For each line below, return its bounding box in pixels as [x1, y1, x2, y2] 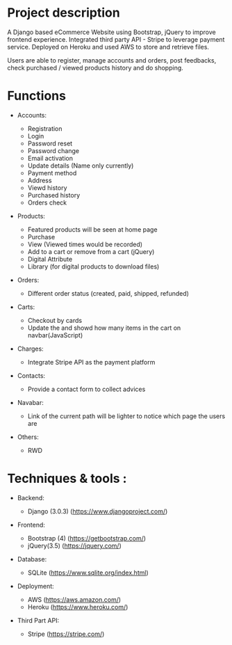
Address [27, 176, 52, 184]
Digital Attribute [27, 255, 73, 263]
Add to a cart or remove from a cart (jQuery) [27, 247, 155, 255]
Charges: [17, 344, 44, 353]
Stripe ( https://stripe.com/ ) [27, 630, 105, 638]
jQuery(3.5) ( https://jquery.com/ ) [27, 541, 122, 550]
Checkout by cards [27, 316, 82, 324]
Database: [17, 555, 47, 563]
